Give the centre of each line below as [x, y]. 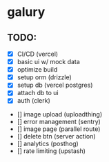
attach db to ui [38, 93]
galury [26, 12]
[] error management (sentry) [59, 122]
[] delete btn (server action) [56, 136]
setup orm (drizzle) [44, 77]
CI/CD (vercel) [38, 54]
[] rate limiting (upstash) [51, 151]
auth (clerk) [33, 101]
